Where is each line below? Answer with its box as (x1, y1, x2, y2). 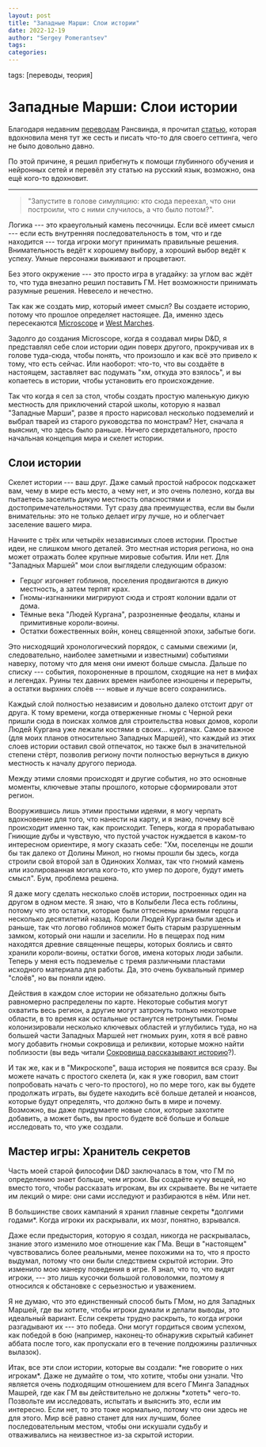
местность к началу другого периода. (8, 758, 137, 768)
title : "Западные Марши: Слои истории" (8, 19, 140, 27)
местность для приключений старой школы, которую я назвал (8, 399, 221, 409)
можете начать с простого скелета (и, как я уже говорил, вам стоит (8, 1071, 239, 1080)
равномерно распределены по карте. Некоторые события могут (8, 997, 228, 1006)
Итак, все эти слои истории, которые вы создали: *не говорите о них (8, 1362, 243, 1372)
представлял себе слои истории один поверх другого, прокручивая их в (8, 342, 255, 352)
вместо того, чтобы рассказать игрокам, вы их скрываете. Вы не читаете (8, 1183, 257, 1192)
